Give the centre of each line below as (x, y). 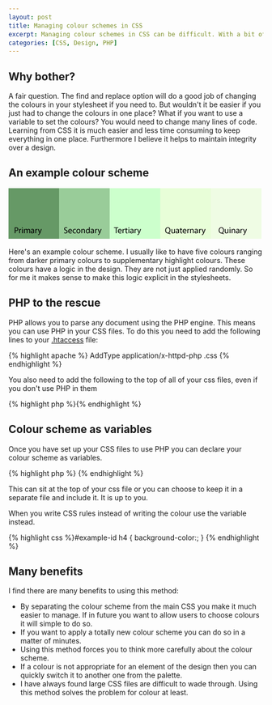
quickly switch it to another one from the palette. (101, 675)
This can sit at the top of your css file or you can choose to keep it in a (125, 489)
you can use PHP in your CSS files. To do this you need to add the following (134, 331)
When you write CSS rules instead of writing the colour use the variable (127, 513)
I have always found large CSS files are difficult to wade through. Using (139, 684)
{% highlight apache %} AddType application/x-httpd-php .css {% (119, 355)
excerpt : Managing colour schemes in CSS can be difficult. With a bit (132, 34)
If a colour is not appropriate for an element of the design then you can (138, 667)
